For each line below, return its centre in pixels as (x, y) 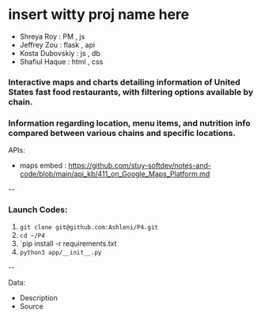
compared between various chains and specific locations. (122, 133)
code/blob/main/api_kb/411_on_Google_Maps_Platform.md (115, 174)
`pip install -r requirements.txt (68, 243)
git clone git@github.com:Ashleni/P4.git (89, 228)
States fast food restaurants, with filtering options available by (131, 92)
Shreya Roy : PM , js (52, 36)
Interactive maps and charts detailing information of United (125, 82)
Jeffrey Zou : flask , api (57, 44)
